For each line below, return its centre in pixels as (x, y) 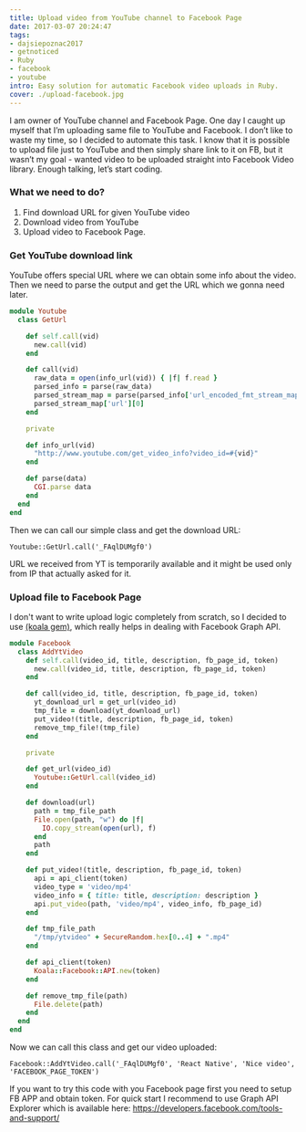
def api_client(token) (69, 963)
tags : (20, 35)
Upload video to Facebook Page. (84, 231)
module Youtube (38, 311)
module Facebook (40, 643)
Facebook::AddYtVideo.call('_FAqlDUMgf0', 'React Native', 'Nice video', (153, 1064)
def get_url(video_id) (69, 769)
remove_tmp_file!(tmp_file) (87, 728)
